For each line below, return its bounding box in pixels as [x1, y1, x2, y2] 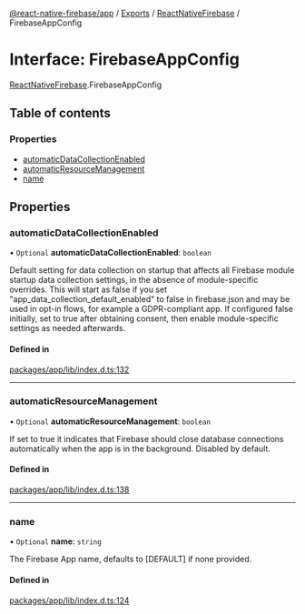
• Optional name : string [9, 536, 102, 547]
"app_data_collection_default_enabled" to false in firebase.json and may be [9, 294, 290, 305]
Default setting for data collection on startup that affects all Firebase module [9, 265, 295, 276]
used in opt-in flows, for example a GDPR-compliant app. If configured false [9, 304, 293, 315]
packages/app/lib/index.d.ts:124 [9, 595, 130, 606]
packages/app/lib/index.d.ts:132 [9, 364, 130, 375]
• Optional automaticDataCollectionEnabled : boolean [9, 247, 212, 258]
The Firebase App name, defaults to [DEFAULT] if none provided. [9, 554, 252, 565]
